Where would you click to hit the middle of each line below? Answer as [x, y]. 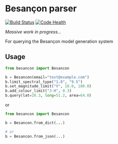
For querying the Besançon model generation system [59, 41]
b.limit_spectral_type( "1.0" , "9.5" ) [44, 82]
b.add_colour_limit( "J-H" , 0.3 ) [38, 91]
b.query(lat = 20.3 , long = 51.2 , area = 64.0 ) [48, 96]
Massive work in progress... [33, 32]
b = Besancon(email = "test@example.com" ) [47, 77]
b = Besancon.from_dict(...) [35, 123]
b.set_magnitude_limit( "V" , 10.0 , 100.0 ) [48, 86]
